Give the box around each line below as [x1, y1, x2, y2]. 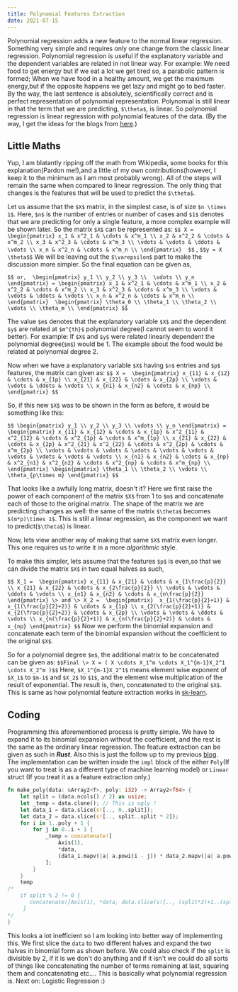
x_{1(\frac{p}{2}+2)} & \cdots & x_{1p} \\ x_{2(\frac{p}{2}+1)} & [7, 603, 211, 611]
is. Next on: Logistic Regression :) [7, 976, 106, 985]
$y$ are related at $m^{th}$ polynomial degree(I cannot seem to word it [7, 325, 214, 333]
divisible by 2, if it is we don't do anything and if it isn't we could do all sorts [7, 954, 229, 962]
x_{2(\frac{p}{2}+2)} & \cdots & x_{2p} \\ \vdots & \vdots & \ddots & [7, 609, 223, 617]
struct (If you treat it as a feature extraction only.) [7, 773, 151, 781]
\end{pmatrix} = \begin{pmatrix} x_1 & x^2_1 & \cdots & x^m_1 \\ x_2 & [7, 280, 227, 287]
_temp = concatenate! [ [45, 832, 113, 840]
